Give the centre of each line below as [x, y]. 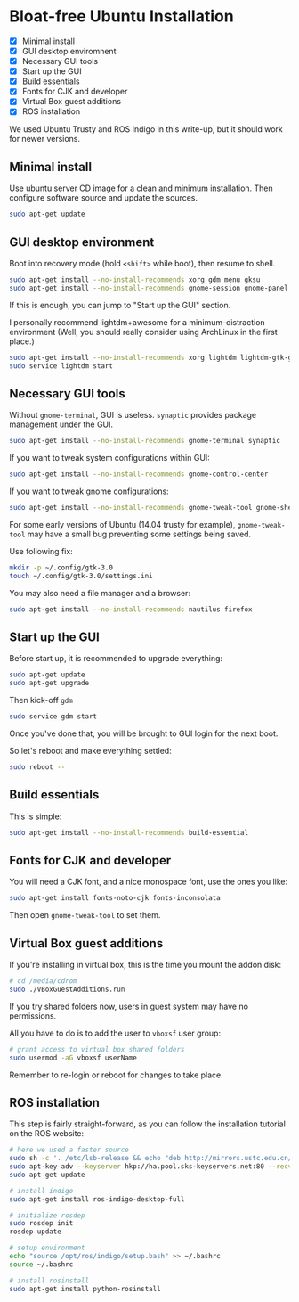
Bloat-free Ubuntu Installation [121, 16]
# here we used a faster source [69, 1150]
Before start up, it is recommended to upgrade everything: [116, 659]
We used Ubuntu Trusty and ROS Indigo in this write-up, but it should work [146, 129]
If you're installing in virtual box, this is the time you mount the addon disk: [145, 965]
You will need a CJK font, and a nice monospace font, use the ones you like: [149, 882]
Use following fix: [41, 551]
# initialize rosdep [48, 1215]
